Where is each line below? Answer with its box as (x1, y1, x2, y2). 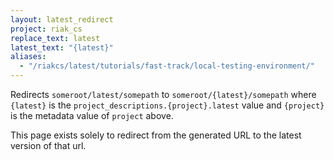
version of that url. (10, 140, 87, 151)
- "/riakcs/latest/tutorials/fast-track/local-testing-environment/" (19, 61, 315, 71)
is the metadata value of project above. (10, 110, 174, 121)
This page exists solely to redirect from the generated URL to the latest (10, 129, 302, 141)
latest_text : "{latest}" (10, 42, 114, 53)
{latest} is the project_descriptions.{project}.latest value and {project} (10, 99, 325, 111)
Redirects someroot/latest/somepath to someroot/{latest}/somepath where (10, 89, 317, 100)
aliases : (10, 52, 47, 62)
